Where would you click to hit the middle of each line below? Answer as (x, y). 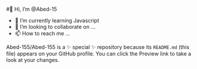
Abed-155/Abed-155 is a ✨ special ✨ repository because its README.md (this (98, 47)
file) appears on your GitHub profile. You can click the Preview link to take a (99, 54)
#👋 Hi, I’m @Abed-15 (32, 9)
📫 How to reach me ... (42, 33)
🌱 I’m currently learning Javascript (57, 20)
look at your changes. (33, 60)
